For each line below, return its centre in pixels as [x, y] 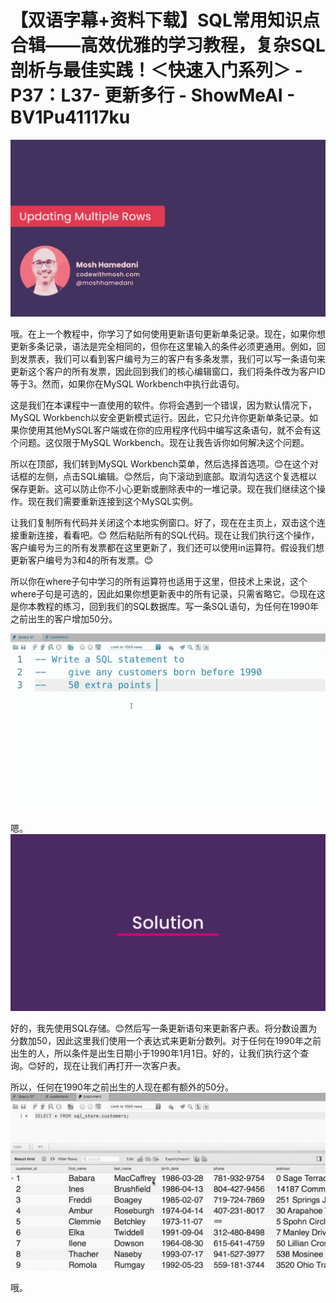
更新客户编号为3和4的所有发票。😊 [82, 560]
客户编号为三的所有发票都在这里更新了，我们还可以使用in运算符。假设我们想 [167, 548]
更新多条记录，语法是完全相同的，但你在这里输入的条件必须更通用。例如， [163, 347]
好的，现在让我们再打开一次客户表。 [111, 1066]
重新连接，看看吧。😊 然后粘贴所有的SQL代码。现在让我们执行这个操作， [169, 535]
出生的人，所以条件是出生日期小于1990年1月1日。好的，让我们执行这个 [155, 1053]
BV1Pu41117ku [70, 117]
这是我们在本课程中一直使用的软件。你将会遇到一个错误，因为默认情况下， [163, 405]
